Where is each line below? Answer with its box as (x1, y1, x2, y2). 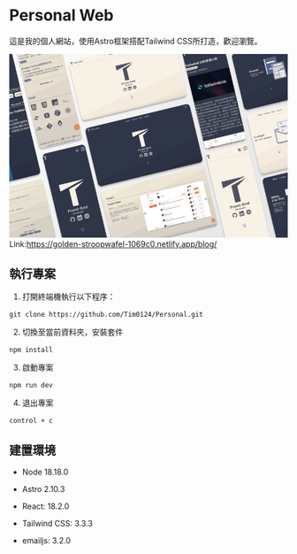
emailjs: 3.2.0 (21, 535, 72, 546)
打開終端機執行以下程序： (21, 291, 116, 302)
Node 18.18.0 (21, 466, 69, 478)
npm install (9, 346, 53, 355)
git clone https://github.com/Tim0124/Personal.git (9, 311, 203, 319)
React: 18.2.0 (21, 501, 70, 512)
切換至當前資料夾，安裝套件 (21, 327, 124, 337)
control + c (9, 417, 53, 426)
